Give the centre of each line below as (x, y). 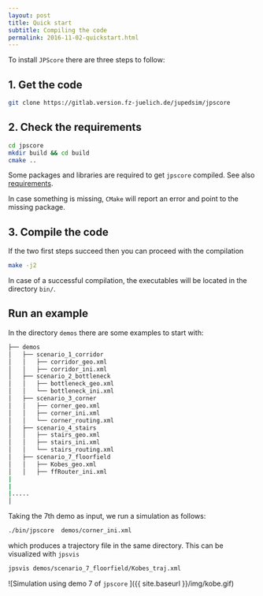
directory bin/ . (32, 289)
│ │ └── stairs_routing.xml (61, 450)
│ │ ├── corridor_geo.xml (58, 362)
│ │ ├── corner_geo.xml (54, 406)
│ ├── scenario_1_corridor (56, 354)
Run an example (48, 313)
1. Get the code (45, 85)
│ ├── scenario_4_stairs (52, 428)
